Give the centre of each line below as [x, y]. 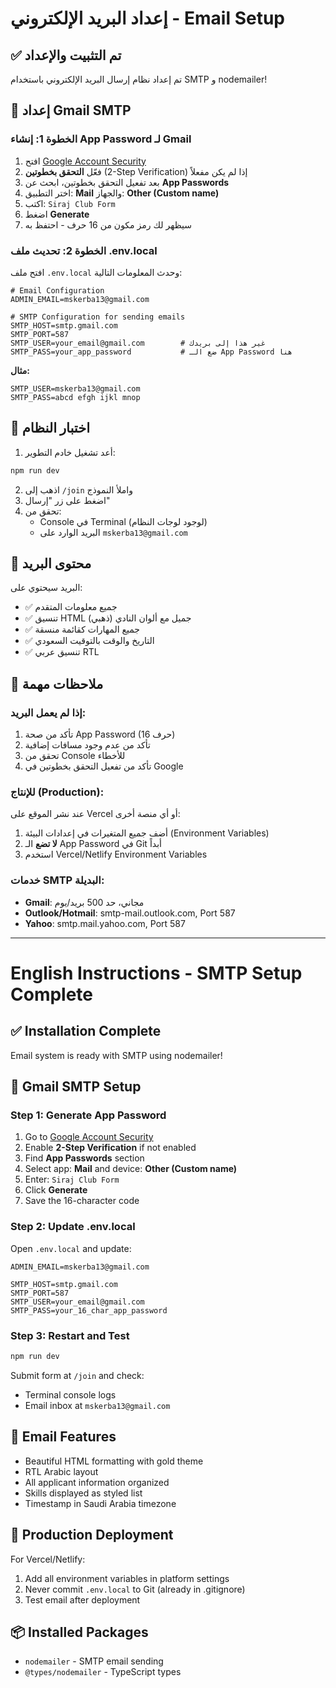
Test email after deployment [82, 1599]
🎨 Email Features [63, 1437]
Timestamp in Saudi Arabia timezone [100, 1503]
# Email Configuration [57, 290]
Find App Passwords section [84, 1158]
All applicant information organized [97, 1482]
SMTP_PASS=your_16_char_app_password [89, 1310]
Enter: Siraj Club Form [72, 1179]
